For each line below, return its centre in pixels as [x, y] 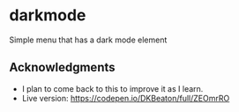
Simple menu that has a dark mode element [88, 40]
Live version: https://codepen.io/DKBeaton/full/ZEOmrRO [126, 98]
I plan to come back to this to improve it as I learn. [112, 88]
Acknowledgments [63, 67]
